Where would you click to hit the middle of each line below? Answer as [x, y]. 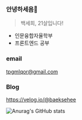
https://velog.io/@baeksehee [41, 99]
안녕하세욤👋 [22, 9]
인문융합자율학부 [33, 36]
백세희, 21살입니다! [42, 23]
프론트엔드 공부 [32, 43]
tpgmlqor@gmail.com [32, 71]
